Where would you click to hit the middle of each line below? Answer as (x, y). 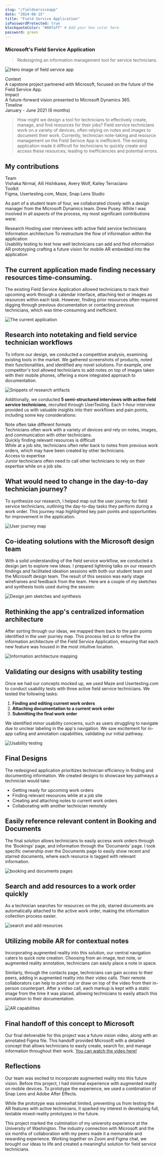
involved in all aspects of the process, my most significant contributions (78, 214)
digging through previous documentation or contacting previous (70, 305)
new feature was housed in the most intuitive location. (59, 647)
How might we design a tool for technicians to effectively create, (82, 120)
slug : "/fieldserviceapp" (31, 10)
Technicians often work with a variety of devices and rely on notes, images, (81, 429)
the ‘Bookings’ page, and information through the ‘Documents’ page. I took (80, 846)
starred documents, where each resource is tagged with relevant (70, 856)
